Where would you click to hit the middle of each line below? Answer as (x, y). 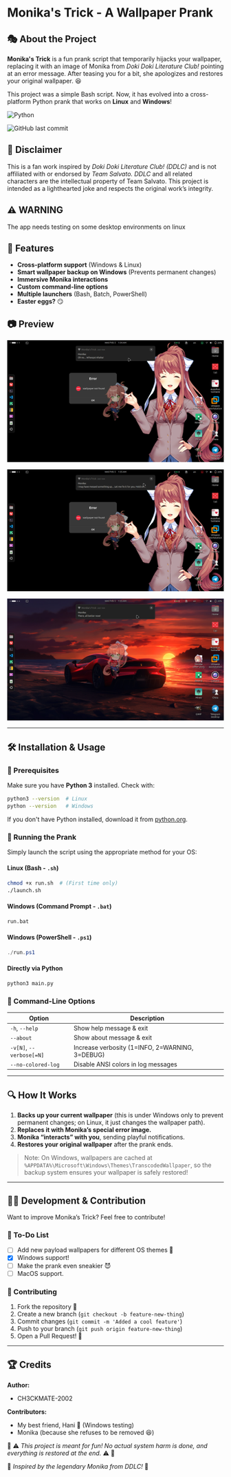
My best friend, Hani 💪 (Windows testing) (75, 1425)
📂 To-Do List (28, 1235)
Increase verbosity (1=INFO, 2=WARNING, (133, 1047)
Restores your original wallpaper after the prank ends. (95, 1144)
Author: (19, 1385)
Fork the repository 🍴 (47, 1306)
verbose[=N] (27, 1055)
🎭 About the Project (52, 39)
